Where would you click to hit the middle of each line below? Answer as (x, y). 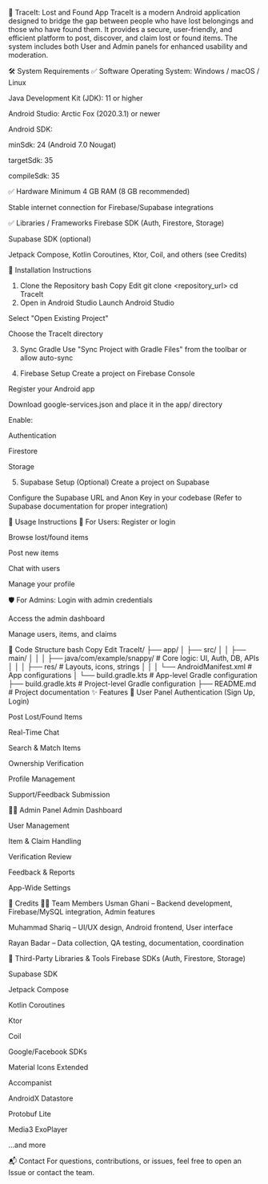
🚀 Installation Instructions (50, 270)
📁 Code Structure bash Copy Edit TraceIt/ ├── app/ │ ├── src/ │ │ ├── (127, 649)
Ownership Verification (46, 763)
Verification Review (40, 857)
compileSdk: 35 (34, 176)
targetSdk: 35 (31, 160)
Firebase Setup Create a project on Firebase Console (107, 373)
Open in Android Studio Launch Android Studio (97, 302)
